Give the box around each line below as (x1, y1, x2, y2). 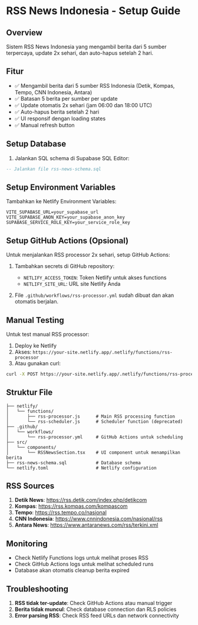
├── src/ (6, 439, 28, 445)
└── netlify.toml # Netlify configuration (6, 465, 157, 471)
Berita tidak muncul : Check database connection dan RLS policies (14, 606, 177, 613)
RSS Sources (6, 481, 55, 491)
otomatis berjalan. (14, 298, 59, 305)
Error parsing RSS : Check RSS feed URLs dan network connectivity (14, 612, 179, 619)
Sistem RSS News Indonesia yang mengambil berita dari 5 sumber (6, 43, 167, 50)
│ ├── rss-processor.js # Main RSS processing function (6, 414, 176, 419)
